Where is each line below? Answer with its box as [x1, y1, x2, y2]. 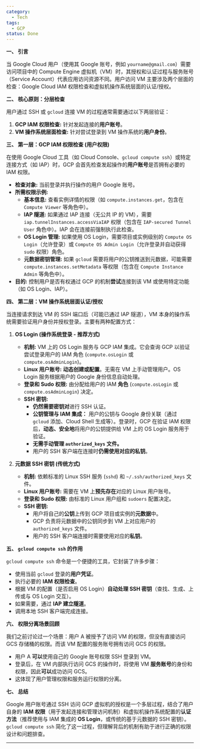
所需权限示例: [14, 189, 49, 196]
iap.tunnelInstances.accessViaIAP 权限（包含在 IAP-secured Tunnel [23, 219, 192, 226]
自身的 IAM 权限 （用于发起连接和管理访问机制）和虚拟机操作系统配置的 [6, 708, 181, 715]
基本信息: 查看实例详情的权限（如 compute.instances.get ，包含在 [23, 196, 184, 203]
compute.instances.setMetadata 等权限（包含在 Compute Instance [23, 263, 183, 270]
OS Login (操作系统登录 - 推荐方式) [14, 331, 100, 338]
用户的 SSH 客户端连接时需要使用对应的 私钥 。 [32, 532, 146, 539]
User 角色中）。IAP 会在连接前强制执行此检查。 [23, 226, 137, 233]
